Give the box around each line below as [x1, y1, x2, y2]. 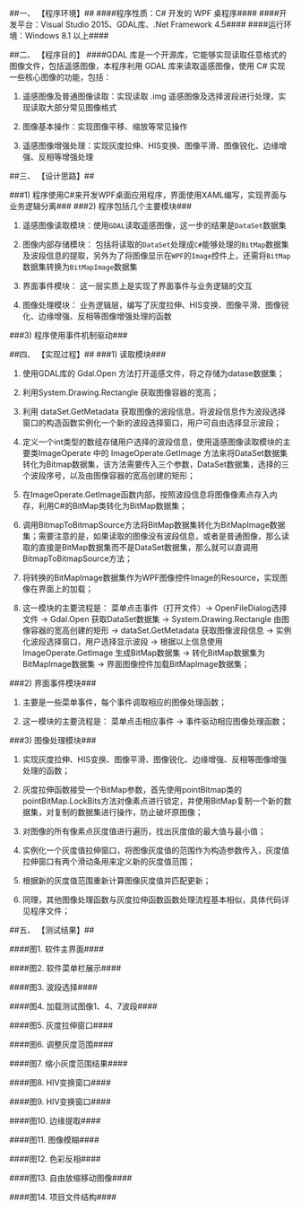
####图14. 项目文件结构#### [9, 1192, 117, 1202]
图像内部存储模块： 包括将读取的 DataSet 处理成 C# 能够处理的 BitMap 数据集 [21, 239, 289, 250]
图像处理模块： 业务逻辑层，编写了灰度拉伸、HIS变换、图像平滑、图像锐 [21, 300, 289, 310]
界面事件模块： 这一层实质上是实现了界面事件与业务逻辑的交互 [21, 281, 253, 291]
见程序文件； [21, 906, 70, 916]
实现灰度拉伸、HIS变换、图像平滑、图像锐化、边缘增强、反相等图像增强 [21, 754, 287, 765]
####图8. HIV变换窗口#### [9, 1077, 112, 1088]
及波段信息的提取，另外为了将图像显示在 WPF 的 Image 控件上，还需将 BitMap [21, 250, 291, 260]
